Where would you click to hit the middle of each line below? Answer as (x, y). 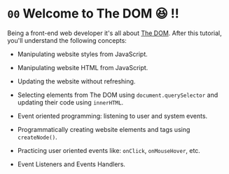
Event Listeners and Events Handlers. (71, 164)
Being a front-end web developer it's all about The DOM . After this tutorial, (114, 33)
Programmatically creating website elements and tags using (104, 129)
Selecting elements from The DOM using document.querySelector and (118, 95)
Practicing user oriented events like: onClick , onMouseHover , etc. (109, 150)
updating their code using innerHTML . (70, 102)
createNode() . (37, 137)
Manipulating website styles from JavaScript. (83, 54)
